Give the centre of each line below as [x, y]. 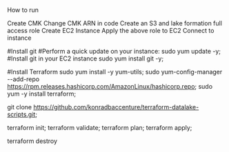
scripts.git [21, 114]
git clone [20, 107]
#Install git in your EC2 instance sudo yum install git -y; [86, 58]
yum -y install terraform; [42, 94]
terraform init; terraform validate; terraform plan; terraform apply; [100, 128]
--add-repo [23, 79]
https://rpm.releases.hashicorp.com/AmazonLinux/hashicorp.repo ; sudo [110, 86]
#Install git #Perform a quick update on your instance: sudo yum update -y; [114, 51]
